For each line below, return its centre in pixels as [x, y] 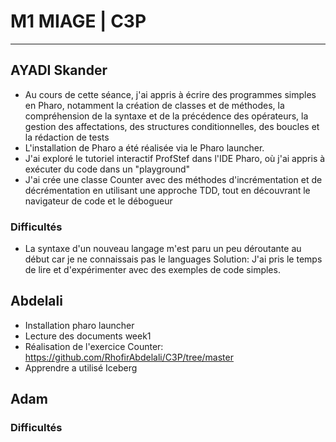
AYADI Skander [59, 70]
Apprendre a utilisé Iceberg [81, 367]
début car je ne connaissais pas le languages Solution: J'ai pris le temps [173, 259]
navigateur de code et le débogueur [98, 201]
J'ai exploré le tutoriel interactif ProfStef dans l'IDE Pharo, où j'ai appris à [175, 158]
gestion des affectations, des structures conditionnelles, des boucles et [172, 126]
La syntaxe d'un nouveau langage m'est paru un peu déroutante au [163, 249]
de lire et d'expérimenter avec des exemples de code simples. [152, 270]
